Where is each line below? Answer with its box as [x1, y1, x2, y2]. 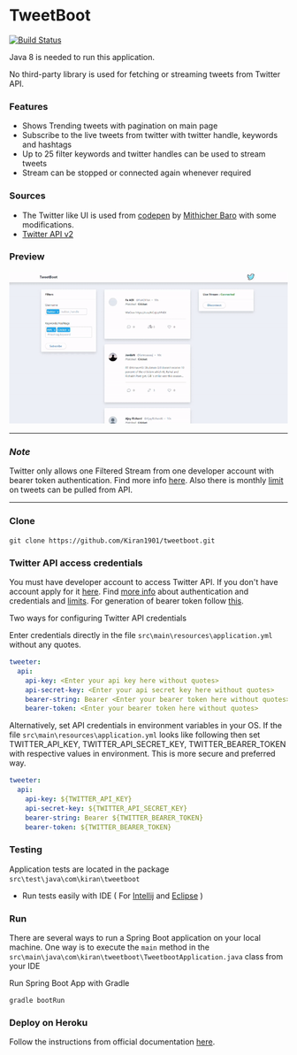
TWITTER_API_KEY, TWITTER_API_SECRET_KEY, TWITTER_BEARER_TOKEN [9, 739, 286, 750]
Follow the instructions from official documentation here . [9, 1036, 216, 1047]
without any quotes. [9, 639, 81, 651]
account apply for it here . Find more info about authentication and [9, 586, 249, 597]
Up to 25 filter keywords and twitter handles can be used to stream [21, 149, 266, 159]
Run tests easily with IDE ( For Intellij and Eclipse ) [21, 890, 203, 901]
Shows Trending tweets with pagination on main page [21, 120, 218, 131]
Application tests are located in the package [9, 864, 170, 874]
